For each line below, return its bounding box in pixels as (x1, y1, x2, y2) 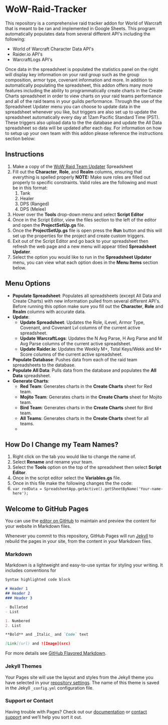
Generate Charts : (12, 378, 50, 384)
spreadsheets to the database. (12, 362, 76, 368)
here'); (12, 491, 29, 496)
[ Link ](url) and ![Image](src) (5, 641, 71, 646)
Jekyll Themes (5, 663, 42, 670)
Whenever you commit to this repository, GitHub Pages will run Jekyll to (5, 533, 154, 539)
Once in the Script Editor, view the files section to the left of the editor (12, 217, 157, 223)
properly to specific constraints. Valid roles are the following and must (12, 179, 157, 185)
